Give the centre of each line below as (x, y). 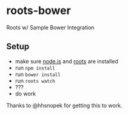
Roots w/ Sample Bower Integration (50, 27)
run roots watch (35, 80)
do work (25, 93)
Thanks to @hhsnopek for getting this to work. (64, 105)
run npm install (35, 68)
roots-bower (39, 11)
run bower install (38, 74)
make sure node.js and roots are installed (66, 61)
